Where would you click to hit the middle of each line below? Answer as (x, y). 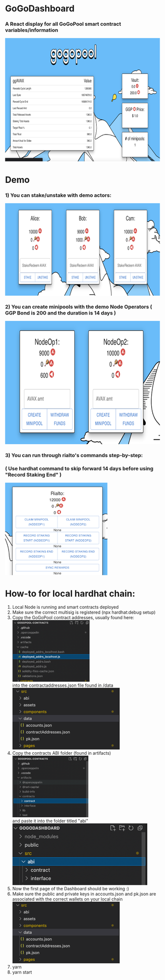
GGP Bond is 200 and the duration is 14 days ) (61, 313)
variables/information (32, 30)
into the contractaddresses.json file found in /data (63, 685)
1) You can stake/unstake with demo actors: (58, 195)
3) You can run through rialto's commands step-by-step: (74, 455)
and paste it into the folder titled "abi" (50, 821)
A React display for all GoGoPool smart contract (63, 24)
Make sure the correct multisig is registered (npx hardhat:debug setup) (84, 612)
